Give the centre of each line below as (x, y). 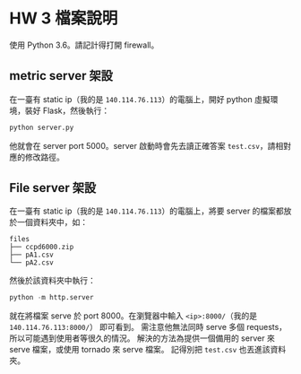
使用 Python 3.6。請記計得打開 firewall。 (84, 45)
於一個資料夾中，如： (48, 222)
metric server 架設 (61, 76)
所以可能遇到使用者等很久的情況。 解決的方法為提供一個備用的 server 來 (142, 338)
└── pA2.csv (31, 263)
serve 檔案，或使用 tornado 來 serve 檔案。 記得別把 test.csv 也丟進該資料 (148, 350)
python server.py (42, 127)
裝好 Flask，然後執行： (67, 110)
